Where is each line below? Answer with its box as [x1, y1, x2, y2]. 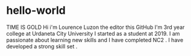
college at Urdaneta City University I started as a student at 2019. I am [6, 30, 180, 37]
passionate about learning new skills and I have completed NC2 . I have [6, 36, 184, 43]
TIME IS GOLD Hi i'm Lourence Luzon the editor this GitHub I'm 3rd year [6, 23, 185, 31]
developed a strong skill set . [6, 43, 78, 50]
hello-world [6, 4, 66, 17]
